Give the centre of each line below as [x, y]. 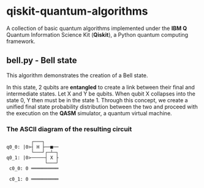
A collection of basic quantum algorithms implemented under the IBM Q [97, 28]
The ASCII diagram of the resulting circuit [69, 129]
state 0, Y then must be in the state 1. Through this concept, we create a [97, 100]
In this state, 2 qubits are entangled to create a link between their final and [100, 87]
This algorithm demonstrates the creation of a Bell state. [77, 75]
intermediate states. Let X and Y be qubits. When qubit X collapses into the [101, 94]
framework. [21, 41]
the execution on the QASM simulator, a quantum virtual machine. [89, 113]
